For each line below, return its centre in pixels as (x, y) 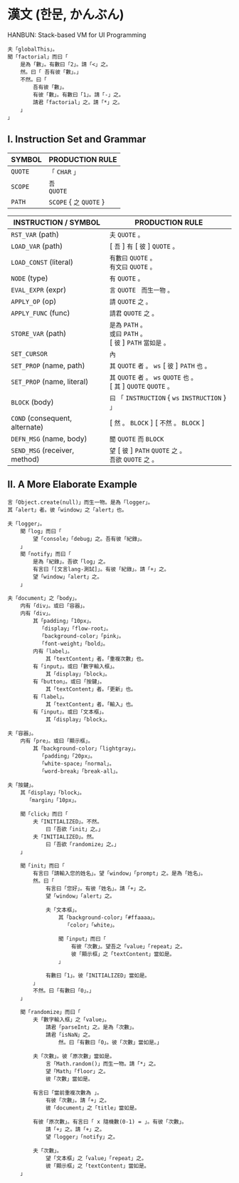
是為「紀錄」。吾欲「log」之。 (71, 562)
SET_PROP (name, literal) (50, 381)
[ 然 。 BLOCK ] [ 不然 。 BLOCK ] (157, 422)
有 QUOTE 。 (127, 278)
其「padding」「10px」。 (64, 621)
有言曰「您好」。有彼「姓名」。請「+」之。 (97, 888)
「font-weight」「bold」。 (74, 644)
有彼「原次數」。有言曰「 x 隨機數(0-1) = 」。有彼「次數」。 (110, 1122)
